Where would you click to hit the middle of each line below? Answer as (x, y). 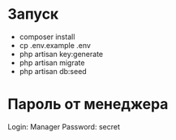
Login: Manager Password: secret (64, 126)
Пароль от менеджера (88, 105)
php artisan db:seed (53, 71)
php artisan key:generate (61, 54)
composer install (47, 37)
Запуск (33, 14)
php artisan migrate (52, 63)
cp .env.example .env (55, 45)
